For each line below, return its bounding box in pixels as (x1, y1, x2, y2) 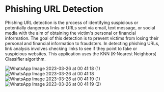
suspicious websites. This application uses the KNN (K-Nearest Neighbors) (5, 50, 157, 57)
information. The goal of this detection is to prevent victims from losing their (5, 35, 159, 41)
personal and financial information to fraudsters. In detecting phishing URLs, (5, 40, 160, 46)
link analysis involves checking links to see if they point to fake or (5, 46, 137, 51)
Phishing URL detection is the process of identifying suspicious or (5, 20, 138, 25)
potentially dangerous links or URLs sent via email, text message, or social (5, 24, 156, 30)
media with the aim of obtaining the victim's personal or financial (5, 30, 136, 36)
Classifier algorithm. (5, 56, 46, 62)
